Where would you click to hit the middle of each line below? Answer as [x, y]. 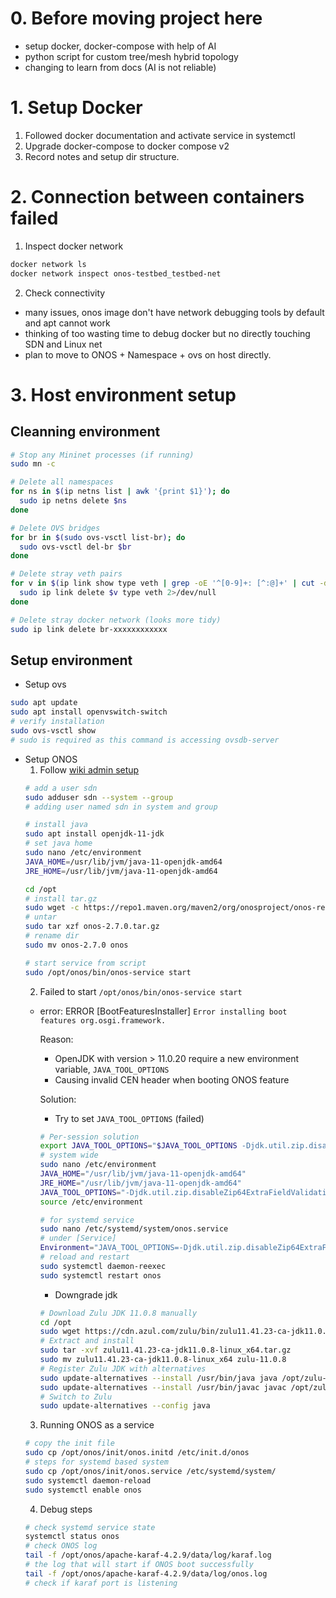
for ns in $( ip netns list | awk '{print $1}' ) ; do [120, 492]
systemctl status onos [72, 1537]
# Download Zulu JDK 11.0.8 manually [118, 1313]
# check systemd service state [90, 1527]
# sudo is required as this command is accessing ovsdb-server [145, 740]
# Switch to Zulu [76, 1397]
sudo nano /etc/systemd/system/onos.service [134, 1229]
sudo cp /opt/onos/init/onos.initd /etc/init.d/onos [137, 1453]
